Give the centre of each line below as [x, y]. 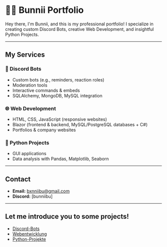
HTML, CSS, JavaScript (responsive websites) [60, 119]
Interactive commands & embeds [46, 90]
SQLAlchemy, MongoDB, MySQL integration [57, 95]
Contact [18, 179]
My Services [25, 55]
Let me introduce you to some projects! [67, 216]
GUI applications [29, 154]
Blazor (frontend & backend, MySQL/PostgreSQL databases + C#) [80, 124]
